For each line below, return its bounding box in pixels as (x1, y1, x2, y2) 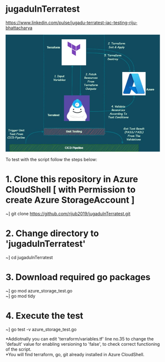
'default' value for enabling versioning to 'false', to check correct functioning (5, 341, 160, 347)
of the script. (5, 346, 31, 352)
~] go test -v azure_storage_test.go (5, 326, 77, 332)
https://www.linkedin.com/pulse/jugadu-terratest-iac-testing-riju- (5, 20, 138, 25)
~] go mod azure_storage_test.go (5, 288, 72, 293)
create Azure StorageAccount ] (5, 194, 135, 206)
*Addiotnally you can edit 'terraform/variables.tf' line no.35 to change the (5, 336, 154, 341)
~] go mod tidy (5, 293, 36, 299)
